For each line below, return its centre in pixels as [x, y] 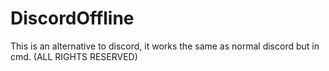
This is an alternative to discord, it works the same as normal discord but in [165, 46]
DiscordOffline [72, 18]
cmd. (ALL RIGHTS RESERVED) [74, 56]
